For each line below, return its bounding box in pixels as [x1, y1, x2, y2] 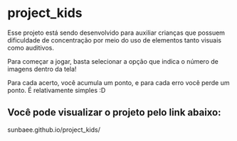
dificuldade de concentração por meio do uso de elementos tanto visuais [7, 35, 222, 44]
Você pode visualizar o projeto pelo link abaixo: [7, 106, 222, 118]
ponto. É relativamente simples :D [7, 86, 106, 94]
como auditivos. [7, 43, 55, 52]
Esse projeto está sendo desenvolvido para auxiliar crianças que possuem [7, 28, 226, 37]
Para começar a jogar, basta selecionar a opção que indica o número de [7, 57, 218, 65]
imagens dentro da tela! [7, 64, 77, 73]
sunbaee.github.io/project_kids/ [7, 125, 101, 134]
